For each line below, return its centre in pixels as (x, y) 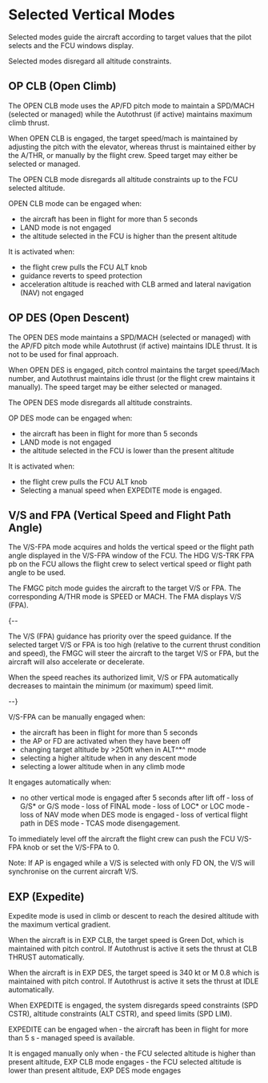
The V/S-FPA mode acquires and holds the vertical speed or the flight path (131, 547)
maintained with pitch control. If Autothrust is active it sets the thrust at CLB (133, 949)
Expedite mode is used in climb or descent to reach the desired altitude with (134, 916)
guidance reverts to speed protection (81, 275)
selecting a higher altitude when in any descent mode (108, 758)
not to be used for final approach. (64, 354)
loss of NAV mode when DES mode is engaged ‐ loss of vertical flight (134, 815)
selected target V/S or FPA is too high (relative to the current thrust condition (134, 645)
